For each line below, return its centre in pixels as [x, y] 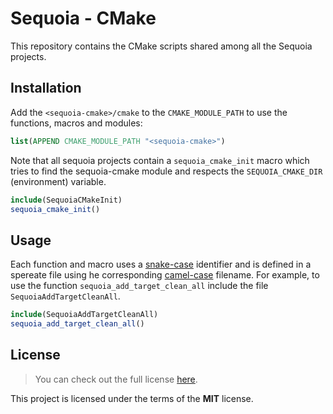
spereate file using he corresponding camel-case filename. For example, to [165, 275]
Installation [46, 88]
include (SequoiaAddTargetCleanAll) [84, 315]
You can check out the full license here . [116, 379]
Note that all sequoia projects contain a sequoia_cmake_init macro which [160, 160]
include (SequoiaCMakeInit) [66, 200]
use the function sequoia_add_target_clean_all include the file [139, 286]
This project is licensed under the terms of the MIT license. [132, 398]
